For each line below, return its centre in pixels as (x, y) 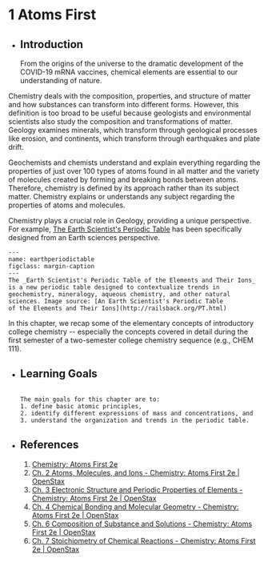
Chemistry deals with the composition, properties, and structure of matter (130, 96)
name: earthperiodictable (51, 259)
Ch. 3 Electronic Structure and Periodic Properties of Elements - (137, 489)
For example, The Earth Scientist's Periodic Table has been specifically (125, 229)
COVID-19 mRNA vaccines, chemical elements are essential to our (129, 72)
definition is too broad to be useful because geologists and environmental (130, 113)
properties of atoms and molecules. (67, 205)
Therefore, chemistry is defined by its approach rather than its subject (124, 188)
